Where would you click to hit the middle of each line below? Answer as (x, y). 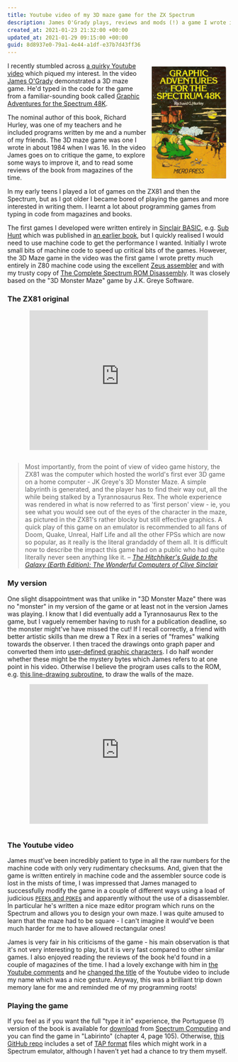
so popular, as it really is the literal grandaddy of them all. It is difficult (126, 542)
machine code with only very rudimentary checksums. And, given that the (115, 868)
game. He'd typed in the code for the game (70, 89)
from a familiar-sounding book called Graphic (74, 96)
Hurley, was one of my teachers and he (65, 125)
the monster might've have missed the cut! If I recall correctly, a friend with (117, 629)
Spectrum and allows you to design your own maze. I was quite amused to (116, 913)
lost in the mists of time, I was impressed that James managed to (102, 883)
